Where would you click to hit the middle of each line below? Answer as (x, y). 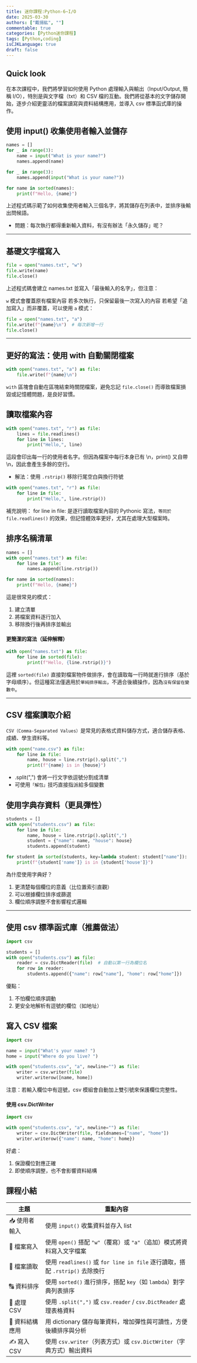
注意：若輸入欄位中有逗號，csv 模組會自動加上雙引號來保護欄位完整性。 (93, 1090)
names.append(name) (40, 161)
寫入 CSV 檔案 (32, 1026)
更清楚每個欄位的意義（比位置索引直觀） (63, 887)
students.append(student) (59, 846)
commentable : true (28, 28)
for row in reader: (40, 969)
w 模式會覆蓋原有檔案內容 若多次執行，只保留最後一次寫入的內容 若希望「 (94, 300)
